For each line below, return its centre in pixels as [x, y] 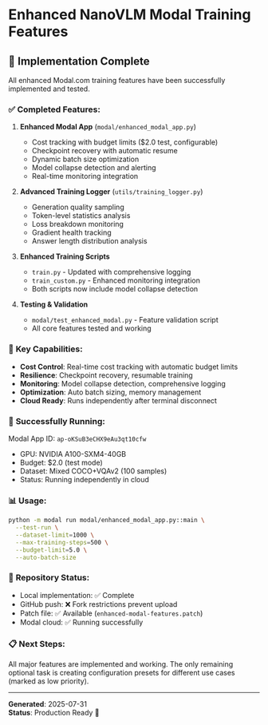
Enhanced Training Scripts [65, 256]
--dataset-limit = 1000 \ [55, 535]
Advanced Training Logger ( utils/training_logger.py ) [111, 192]
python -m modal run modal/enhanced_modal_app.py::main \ [106, 521]
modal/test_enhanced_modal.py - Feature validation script [125, 320]
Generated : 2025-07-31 [48, 704]
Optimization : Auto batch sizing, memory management [110, 392]
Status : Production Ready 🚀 [54, 713]
